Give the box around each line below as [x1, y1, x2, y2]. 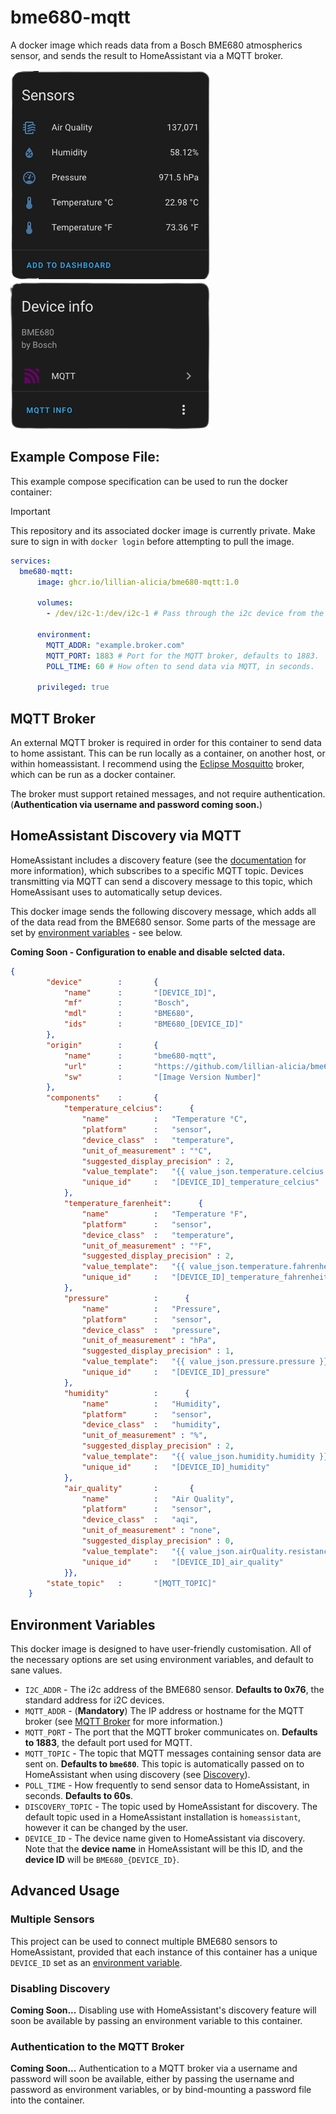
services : [10, 556, 52, 566]
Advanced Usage [10, 1882, 120, 1900]
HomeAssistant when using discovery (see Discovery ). [24, 1769, 251, 1781]
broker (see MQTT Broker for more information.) [24, 1716, 223, 1728]
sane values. [10, 1664, 63, 1676]
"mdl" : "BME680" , [63, 1009, 195, 1019]
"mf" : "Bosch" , [63, 998, 190, 1008]
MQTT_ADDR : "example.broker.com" [46, 640, 186, 650]
